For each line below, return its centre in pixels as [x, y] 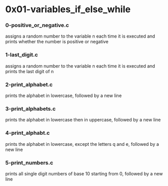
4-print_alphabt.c [27, 133]
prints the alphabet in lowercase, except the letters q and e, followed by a [82, 144]
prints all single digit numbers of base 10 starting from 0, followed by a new [84, 173]
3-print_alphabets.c [31, 109]
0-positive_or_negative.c [37, 25]
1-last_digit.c [22, 55]
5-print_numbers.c [29, 163]
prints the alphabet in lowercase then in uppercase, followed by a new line [83, 120]
